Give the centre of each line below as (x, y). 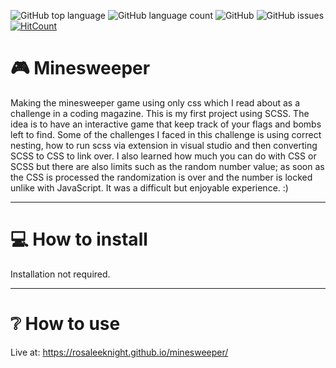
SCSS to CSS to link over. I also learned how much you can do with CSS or (163, 156)
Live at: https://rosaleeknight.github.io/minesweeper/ (119, 352)
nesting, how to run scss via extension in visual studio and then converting (164, 145)
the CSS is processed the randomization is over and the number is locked (161, 177)
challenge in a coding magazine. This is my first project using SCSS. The (160, 113)
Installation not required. (60, 274)
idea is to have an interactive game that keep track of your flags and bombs (166, 124)
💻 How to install (79, 239)
